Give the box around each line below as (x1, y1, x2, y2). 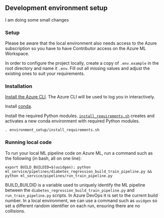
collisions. (5, 208, 25, 214)
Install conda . (5, 103, 32, 109)
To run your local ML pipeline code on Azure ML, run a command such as (5, 150, 153, 156)
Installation (5, 83, 33, 90)
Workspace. (5, 51, 29, 57)
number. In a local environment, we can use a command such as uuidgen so (5, 197, 158, 203)
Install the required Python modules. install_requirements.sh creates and (5, 113, 155, 119)
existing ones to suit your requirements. (5, 71, 85, 76)
